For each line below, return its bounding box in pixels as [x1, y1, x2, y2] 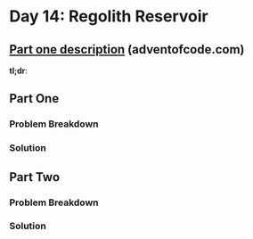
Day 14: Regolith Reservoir [9, 6, 208, 27]
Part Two [9, 169, 61, 185]
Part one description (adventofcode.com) [9, 42, 245, 57]
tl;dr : [9, 65, 29, 76]
